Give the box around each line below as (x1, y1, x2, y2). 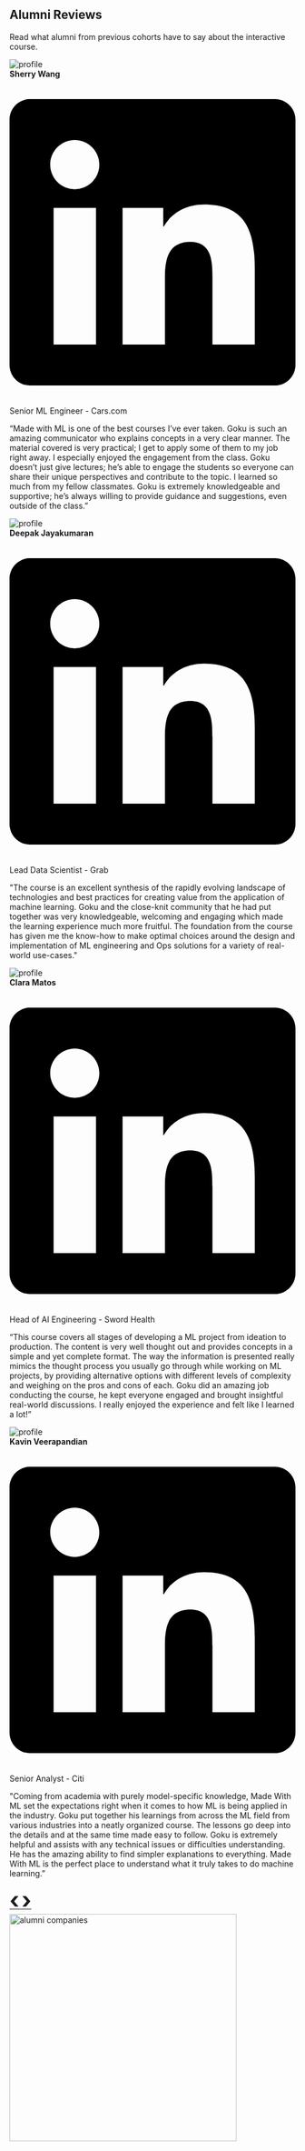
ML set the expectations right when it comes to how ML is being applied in (9, 1800, 288, 1811)
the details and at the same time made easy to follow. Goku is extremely (9, 1829, 279, 1840)
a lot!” (9, 1408, 32, 1419)
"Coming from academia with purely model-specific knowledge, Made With (9, 1790, 292, 1801)
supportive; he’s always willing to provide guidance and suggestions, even (9, 490, 288, 501)
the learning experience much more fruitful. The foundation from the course (9, 920, 293, 931)
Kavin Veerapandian (9, 1436, 88, 1446)
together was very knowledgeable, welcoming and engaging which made (9, 911, 284, 922)
